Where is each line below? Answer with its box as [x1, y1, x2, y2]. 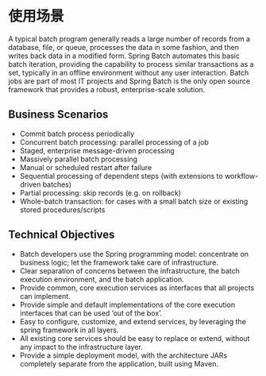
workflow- [225, 171, 259, 180]
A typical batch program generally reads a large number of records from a [8, 33, 251, 44]
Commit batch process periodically [19, 129, 135, 138]
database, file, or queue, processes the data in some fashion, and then [8, 42, 240, 52]
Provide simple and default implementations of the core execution [19, 300, 236, 309]
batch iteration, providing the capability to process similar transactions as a [8, 59, 254, 68]
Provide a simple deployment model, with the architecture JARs [19, 351, 228, 360]
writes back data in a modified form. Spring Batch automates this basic [8, 51, 241, 60]
